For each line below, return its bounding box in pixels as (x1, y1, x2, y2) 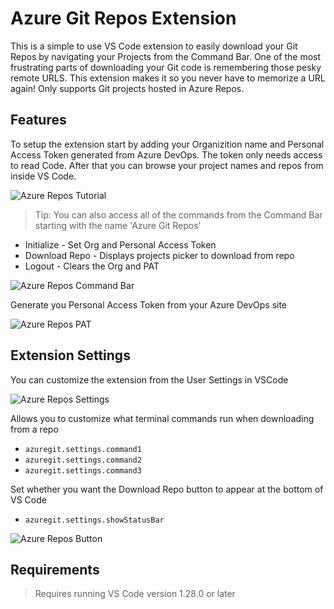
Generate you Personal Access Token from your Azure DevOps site (10, 298, 288, 311)
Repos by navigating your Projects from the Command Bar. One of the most (10, 50, 322, 62)
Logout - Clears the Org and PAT (24, 260, 160, 272)
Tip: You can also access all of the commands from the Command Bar (34, 208, 323, 221)
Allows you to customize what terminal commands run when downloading (10, 412, 315, 424)
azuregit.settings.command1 (24, 444, 142, 454)
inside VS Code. (10, 170, 77, 182)
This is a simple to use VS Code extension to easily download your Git (10, 40, 298, 52)
